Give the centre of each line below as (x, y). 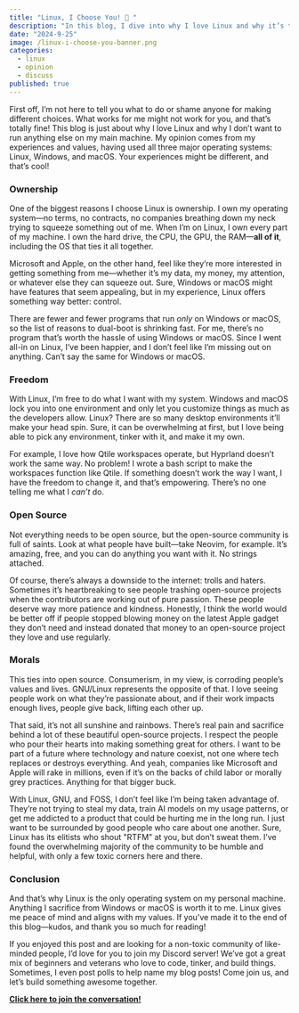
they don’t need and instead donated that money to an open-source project (147, 627)
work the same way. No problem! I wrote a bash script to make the (131, 463)
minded (23, 953)
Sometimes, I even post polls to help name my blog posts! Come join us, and (149, 973)
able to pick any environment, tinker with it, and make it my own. (127, 437)
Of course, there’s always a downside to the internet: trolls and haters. (138, 580)
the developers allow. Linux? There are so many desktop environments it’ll (145, 418)
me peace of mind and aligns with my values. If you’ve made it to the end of (148, 918)
